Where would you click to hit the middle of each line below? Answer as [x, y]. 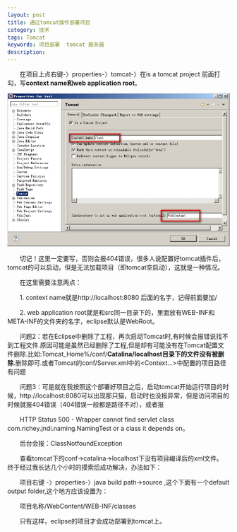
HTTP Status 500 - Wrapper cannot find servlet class [97, 420]
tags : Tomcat [26, 37]
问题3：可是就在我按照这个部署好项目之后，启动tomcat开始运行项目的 [121, 387]
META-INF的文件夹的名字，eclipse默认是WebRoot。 [83, 321]
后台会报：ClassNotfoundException [71, 444]
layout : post [26, 15]
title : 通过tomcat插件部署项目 [49, 22]
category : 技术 [29, 30]
